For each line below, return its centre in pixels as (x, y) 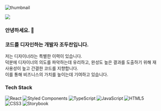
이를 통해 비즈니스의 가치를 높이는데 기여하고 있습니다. (57, 75)
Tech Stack (19, 88)
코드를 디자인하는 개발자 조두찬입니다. (47, 44)
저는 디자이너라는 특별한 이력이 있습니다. (44, 56)
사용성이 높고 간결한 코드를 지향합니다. (42, 68)
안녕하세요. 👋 (20, 30)
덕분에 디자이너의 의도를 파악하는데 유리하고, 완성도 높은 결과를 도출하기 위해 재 (81, 62)
